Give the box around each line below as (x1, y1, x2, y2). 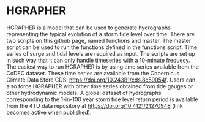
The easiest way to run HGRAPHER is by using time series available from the (6, 63, 199, 71)
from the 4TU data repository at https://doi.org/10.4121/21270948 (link (6, 102, 183, 109)
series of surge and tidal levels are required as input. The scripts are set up (6, 50, 196, 57)
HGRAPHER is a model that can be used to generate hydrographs (6, 24, 171, 31)
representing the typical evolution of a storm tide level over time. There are (6, 30, 195, 37)
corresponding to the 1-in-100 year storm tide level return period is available (6, 96, 198, 103)
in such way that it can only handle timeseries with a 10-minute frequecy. (6, 56, 190, 64)
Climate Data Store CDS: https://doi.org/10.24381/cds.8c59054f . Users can (6, 76, 196, 83)
